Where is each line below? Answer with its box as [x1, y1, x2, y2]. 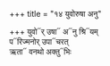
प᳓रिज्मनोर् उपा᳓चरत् [9, 37, 69, 46]
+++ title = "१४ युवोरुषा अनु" [9, 9, 102, 19]
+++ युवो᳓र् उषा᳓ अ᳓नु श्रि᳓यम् [9, 27, 98, 37]
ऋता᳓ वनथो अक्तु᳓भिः [9, 46, 72, 57]
